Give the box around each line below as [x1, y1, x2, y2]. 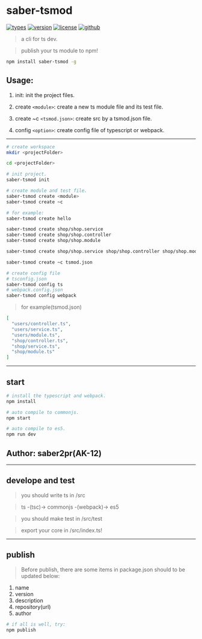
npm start [6, 415, 31, 421]
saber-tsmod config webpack [6, 293, 77, 299]
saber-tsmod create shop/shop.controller [6, 232, 112, 238]
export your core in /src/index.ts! [20, 526, 102, 534]
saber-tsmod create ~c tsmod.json [6, 259, 93, 265]
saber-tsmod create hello [6, 215, 71, 221]
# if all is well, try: [6, 621, 66, 628]
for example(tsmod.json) [20, 304, 82, 311]
